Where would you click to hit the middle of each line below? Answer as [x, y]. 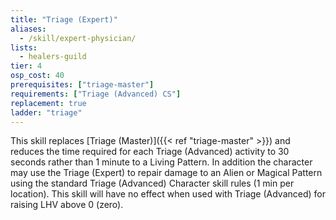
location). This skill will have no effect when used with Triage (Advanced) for [168, 194]
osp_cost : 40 [37, 76]
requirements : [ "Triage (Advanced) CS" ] [96, 94]
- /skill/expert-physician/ [78, 38]
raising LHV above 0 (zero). [67, 205]
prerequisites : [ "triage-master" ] [82, 85]
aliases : [28, 29]
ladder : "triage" [46, 112]
